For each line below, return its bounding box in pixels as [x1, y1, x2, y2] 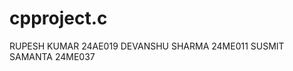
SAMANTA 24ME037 [9, 50, 96, 62]
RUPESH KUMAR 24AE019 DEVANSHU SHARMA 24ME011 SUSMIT [9, 40, 285, 52]
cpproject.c [9, 7, 108, 30]
